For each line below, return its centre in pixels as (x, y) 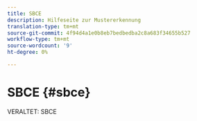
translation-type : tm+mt (43, 26)
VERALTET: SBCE (32, 111)
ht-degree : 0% (28, 53)
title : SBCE (24, 13)
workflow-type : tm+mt (38, 39)
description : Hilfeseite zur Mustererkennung (74, 20)
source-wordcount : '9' (40, 46)
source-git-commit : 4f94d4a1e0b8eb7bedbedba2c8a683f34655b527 (99, 33)
